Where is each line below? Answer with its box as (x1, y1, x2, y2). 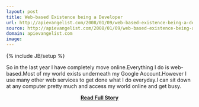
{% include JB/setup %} (6, 53, 65, 59)
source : (6, 25, 25, 31)
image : (6, 36, 23, 42)
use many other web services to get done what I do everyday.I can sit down (6, 76, 191, 83)
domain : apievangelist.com (6, 31, 73, 37)
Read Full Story (80, 94, 119, 101)
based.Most (6, 70, 36, 77)
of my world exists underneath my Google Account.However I (36, 70, 187, 77)
